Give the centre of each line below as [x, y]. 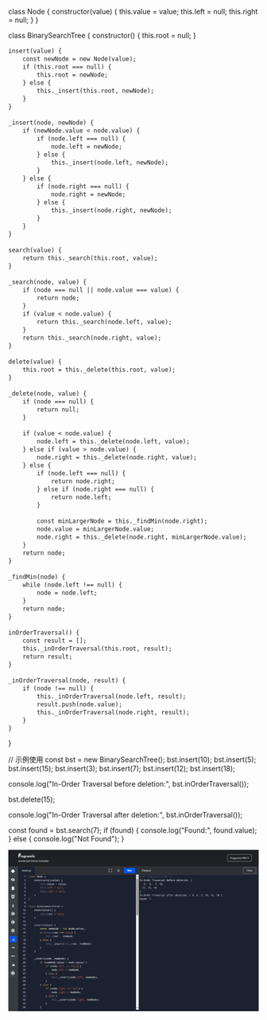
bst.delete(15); [32, 799]
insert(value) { [35, 51]
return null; [58, 410]
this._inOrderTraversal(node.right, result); [114, 712]
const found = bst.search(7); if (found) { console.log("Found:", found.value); [133, 830]
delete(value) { [35, 362]
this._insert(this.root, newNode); [96, 91]
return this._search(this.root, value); [90, 258]
